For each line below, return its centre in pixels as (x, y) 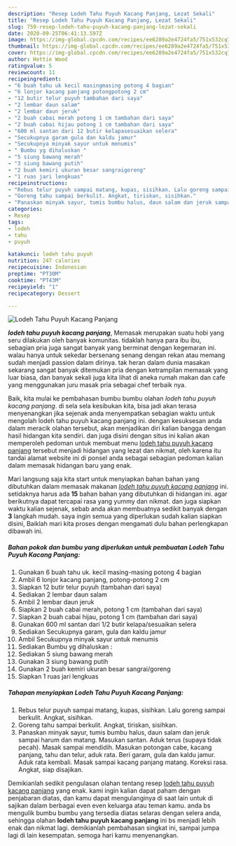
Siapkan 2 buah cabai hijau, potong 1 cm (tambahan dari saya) (108, 617)
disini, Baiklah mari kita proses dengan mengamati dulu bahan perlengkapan (118, 524)
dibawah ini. (26, 531)
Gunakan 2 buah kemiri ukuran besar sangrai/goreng (94, 669)
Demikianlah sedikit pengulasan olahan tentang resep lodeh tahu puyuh (111, 783)
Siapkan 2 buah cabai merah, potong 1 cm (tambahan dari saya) (110, 609)
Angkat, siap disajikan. (50, 770)
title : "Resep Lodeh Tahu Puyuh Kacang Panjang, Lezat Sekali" (102, 20)
